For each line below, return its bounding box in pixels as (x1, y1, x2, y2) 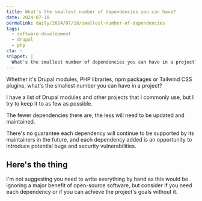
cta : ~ (6, 48, 23, 54)
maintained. (6, 118, 35, 125)
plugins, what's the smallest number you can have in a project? (6, 82, 162, 89)
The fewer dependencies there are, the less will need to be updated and (6, 112, 185, 119)
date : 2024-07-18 (6, 14, 50, 20)
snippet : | (6, 53, 34, 59)
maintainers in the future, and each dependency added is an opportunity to (6, 136, 192, 143)
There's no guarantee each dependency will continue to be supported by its (6, 130, 194, 137)
